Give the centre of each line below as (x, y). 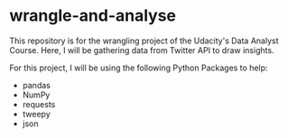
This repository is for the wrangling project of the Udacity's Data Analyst (144, 41)
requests (39, 104)
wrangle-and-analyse (93, 16)
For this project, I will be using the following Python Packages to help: (139, 68)
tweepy (37, 114)
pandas (37, 85)
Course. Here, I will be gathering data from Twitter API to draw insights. (142, 50)
